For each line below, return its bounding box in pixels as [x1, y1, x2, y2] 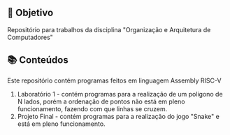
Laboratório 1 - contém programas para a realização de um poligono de [17, 90, 223, 98]
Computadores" [7, 33, 54, 41]
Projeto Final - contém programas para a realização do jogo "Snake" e [17, 112, 220, 120]
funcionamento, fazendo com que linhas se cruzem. [17, 104, 168, 113]
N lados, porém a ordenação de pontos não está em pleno [17, 97, 185, 106]
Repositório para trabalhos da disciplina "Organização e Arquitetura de [7, 25, 211, 34]
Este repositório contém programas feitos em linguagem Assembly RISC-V [7, 76, 222, 85]
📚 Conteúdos [7, 54, 69, 66]
